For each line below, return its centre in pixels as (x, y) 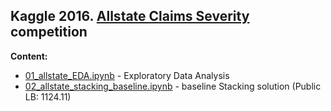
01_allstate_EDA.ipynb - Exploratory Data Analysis (127, 75)
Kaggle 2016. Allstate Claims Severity (130, 16)
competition (49, 32)
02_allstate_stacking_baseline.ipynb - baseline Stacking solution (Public (173, 86)
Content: (29, 56)
